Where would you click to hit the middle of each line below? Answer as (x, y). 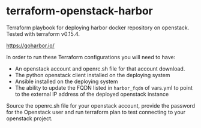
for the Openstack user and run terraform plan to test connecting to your (96, 112)
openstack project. (29, 118)
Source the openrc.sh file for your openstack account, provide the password (101, 105)
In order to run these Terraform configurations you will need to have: (91, 57)
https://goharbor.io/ (31, 45)
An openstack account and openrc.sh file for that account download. (100, 68)
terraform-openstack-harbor (79, 11)
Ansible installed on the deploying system (66, 81)
